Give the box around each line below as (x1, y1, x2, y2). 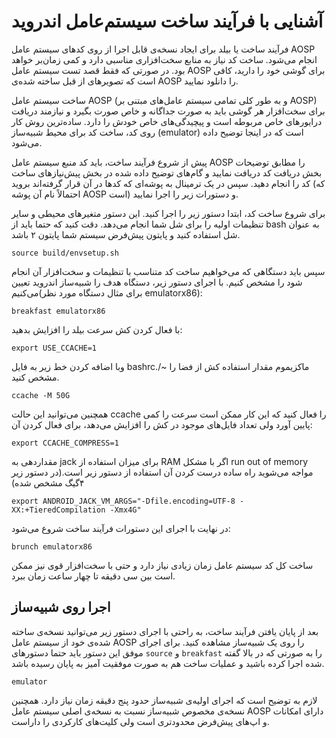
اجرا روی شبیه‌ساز (11, 599, 111, 616)
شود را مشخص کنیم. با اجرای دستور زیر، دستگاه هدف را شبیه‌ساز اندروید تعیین (11, 276, 303, 288)
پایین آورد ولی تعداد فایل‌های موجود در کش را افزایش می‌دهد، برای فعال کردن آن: (11, 418, 313, 430)
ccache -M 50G (11, 390, 71, 400)
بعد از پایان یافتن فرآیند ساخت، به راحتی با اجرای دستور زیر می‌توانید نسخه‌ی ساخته (11, 625, 319, 637)
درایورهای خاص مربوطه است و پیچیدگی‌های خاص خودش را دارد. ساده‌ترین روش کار (11, 115, 323, 127)
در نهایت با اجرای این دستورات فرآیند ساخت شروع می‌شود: (11, 522, 231, 534)
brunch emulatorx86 (11, 541, 93, 552)
